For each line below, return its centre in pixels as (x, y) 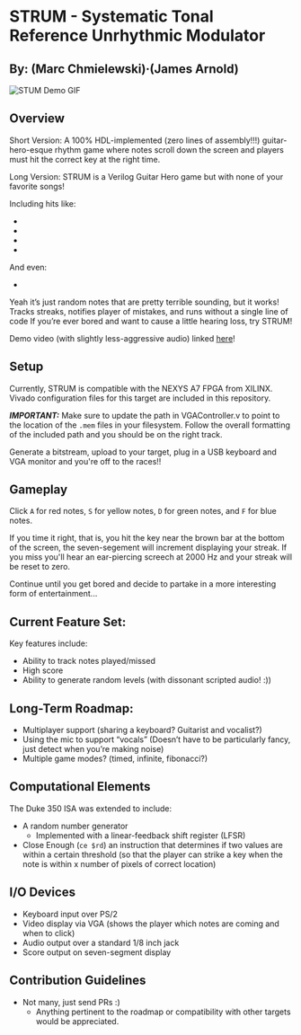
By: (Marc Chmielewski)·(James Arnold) (124, 69)
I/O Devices (43, 893)
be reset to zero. (40, 567)
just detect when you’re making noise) (93, 749)
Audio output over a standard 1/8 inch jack (101, 942)
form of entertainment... (53, 594)
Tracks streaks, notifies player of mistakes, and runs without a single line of (149, 311)
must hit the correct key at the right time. (85, 159)
